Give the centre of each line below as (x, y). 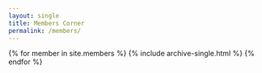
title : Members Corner (46, 23)
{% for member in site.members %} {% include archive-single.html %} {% (131, 54)
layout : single (34, 16)
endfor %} (25, 62)
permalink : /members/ (45, 30)
